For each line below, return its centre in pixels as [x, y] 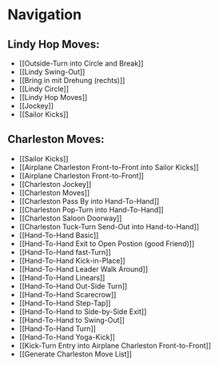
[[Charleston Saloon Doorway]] [70, 218]
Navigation [44, 15]
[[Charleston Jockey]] [55, 184]
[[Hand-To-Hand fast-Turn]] [65, 252]
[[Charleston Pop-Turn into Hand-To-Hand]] [92, 209]
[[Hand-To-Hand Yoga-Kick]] [67, 336]
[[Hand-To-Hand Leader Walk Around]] [84, 269]
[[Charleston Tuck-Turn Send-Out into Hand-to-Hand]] [109, 226]
